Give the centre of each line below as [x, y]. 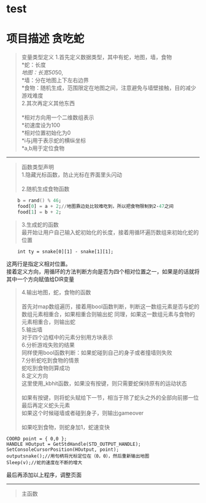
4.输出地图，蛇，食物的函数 [56, 292]
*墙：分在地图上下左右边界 [55, 80]
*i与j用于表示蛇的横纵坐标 [54, 141]
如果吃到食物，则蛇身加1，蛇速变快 [66, 427]
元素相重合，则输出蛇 [48, 322]
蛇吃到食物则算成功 [46, 368]
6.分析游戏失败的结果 [48, 345]
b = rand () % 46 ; [40, 201]
